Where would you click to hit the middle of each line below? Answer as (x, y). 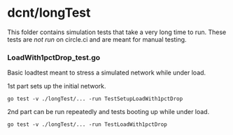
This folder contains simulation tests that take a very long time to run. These (117, 32)
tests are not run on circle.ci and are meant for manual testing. (97, 39)
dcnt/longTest (49, 13)
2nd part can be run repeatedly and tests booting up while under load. (108, 112)
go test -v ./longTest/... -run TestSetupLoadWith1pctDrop (95, 99)
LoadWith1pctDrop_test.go (54, 57)
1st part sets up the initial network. (57, 86)
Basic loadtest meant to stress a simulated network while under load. (107, 73)
